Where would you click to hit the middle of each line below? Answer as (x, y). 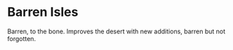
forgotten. (22, 38)
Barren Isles (43, 12)
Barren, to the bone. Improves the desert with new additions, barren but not (116, 31)
